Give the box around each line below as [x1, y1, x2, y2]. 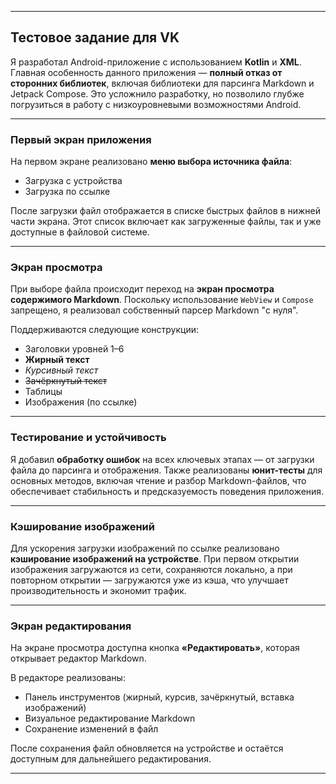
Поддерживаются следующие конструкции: [10, 324, 199, 336]
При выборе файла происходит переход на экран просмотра [10, 283, 275, 295]
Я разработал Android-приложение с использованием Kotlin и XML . [10, 56, 302, 68]
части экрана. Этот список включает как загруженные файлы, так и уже [10, 216, 322, 228]
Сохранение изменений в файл [24, 723, 159, 735]
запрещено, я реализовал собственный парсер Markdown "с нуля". [10, 304, 299, 316]
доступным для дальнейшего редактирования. [10, 753, 212, 765]
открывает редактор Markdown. [10, 652, 147, 665]
